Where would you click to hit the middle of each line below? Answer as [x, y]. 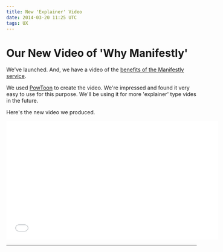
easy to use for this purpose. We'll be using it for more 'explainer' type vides [101, 94]
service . [16, 76]
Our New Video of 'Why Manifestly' [97, 53]
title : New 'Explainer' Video [44, 12]
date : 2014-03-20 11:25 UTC [42, 18]
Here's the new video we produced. [51, 112]
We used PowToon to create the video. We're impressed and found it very [98, 88]
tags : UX [17, 23]
